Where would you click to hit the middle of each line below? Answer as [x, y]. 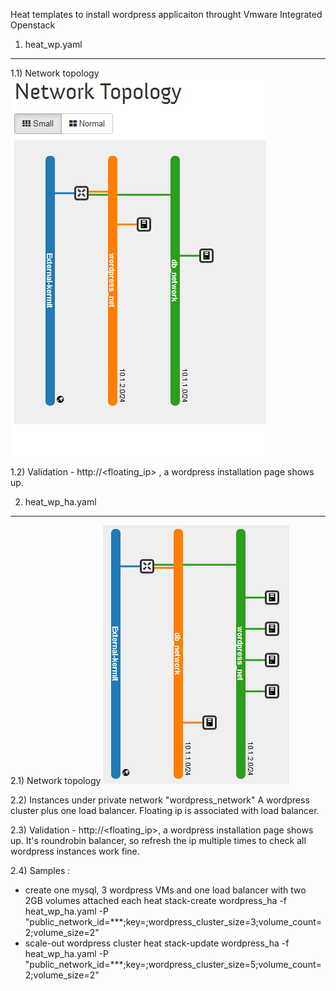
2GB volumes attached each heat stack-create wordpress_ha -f [155, 900]
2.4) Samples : [40, 870]
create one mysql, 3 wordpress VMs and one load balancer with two [165, 890]
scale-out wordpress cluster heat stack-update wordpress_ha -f [157, 943]
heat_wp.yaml [53, 44]
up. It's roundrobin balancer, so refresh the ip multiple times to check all [158, 840]
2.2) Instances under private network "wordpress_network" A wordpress [160, 800]
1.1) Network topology [55, 73]
